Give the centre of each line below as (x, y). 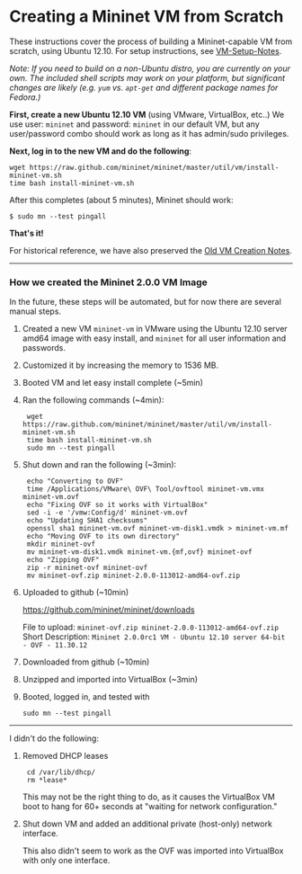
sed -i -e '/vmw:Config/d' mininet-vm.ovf (107, 513)
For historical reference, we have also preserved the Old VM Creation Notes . (151, 250)
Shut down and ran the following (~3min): (99, 465)
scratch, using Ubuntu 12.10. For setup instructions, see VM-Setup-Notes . (146, 50)
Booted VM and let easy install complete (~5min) (113, 383)
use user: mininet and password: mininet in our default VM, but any (135, 124)
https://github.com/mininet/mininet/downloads (108, 610)
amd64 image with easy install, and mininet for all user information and (154, 338)
